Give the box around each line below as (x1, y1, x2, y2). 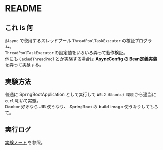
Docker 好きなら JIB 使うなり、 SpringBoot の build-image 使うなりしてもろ (5, 104, 159, 109)
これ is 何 (5, 23, 33, 32)
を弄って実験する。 (5, 62, 44, 67)
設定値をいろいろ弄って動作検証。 (58, 50, 128, 55)
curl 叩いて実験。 (5, 97, 41, 103)
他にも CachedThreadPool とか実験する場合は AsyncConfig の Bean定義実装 (5, 56, 158, 62)
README (5, 3, 42, 14)
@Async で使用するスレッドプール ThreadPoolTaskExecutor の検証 (5, 38, 135, 43)
